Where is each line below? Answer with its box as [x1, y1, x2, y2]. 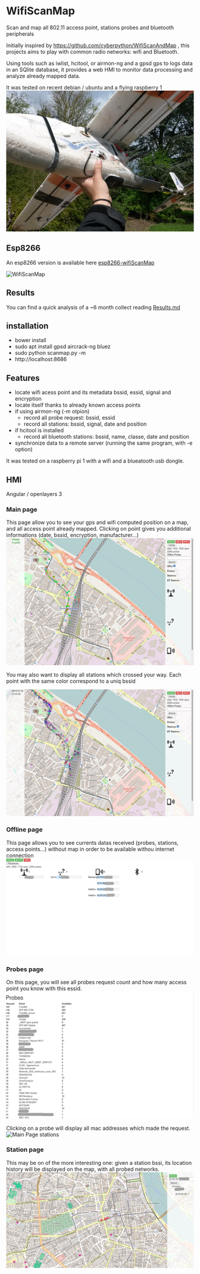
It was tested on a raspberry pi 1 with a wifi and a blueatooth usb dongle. [6, 457, 185, 464]
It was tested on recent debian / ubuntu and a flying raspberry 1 [6, 83, 162, 91]
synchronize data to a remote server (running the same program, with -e [14, 439, 193, 447]
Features [6, 373, 40, 383]
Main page [6, 505, 37, 513]
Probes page [6, 965, 44, 973]
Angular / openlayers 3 [6, 491, 62, 497]
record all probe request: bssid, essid [23, 414, 115, 421]
